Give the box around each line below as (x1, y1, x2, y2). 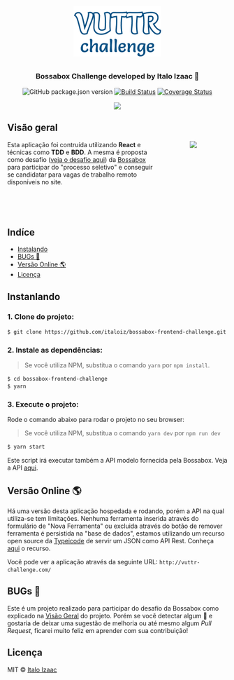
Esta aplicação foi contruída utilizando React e (7, 140, 141, 149)
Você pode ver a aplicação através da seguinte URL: (7, 557, 159, 566)
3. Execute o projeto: (7, 399, 79, 409)
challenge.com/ (7, 566, 52, 573)
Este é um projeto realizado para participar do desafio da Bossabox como (7, 604, 219, 612)
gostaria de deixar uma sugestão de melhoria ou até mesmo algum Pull (7, 619, 212, 627)
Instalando (17, 245, 48, 254)
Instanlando (7, 290, 61, 303)
